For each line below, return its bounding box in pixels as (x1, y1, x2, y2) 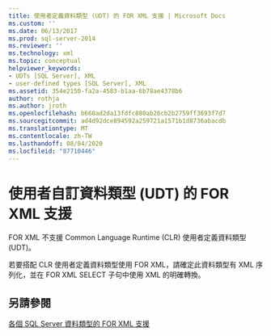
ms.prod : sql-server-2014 (8, 34, 95, 43)
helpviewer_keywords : (8, 65, 82, 73)
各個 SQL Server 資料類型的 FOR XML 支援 (8, 319, 150, 329)
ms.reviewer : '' (8, 42, 63, 50)
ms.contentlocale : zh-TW (8, 132, 92, 140)
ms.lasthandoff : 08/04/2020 (8, 139, 104, 148)
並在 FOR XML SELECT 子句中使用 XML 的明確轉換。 (29, 270, 205, 279)
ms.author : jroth (8, 102, 67, 110)
